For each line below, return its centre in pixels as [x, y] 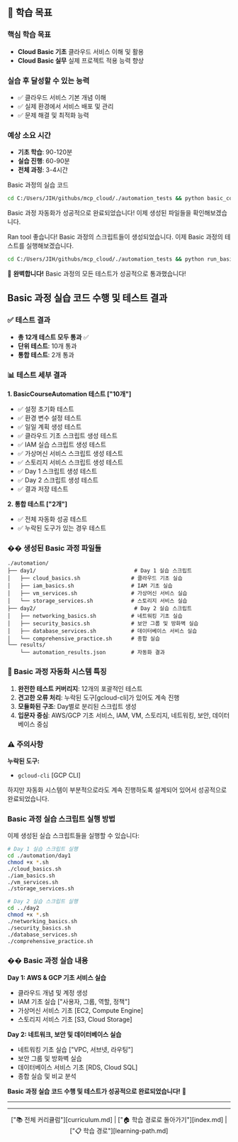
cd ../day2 [23, 908]
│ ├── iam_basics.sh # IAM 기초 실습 [90, 586]
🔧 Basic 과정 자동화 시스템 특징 [57, 672]
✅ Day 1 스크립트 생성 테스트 [57, 472]
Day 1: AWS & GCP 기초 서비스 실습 [57, 977]
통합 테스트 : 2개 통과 [46, 354]
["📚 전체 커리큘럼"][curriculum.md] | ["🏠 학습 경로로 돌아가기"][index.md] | [119, 1119]
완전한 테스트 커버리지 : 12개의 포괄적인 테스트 [80, 688]
